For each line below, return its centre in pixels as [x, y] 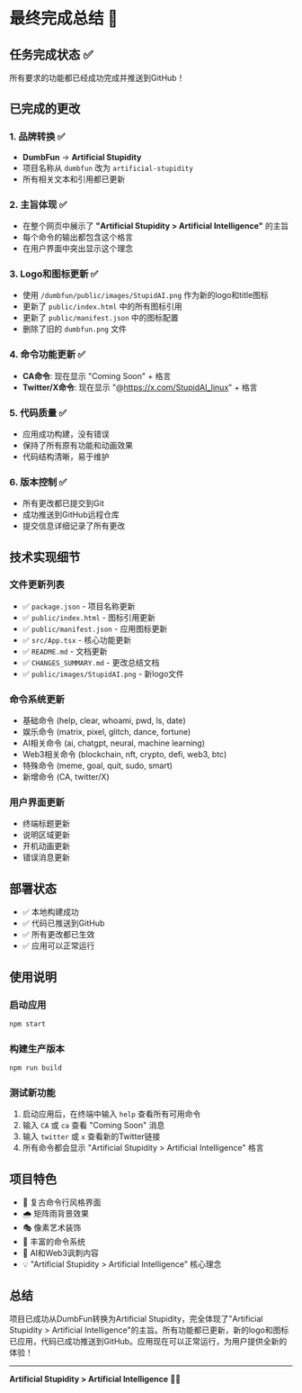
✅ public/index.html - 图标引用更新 [89, 617]
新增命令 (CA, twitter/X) [66, 777]
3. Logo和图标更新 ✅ [54, 274]
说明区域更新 [46, 835]
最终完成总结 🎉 [64, 18]
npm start [28, 1024]
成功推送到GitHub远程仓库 [71, 515]
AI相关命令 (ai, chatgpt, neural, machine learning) [113, 743]
